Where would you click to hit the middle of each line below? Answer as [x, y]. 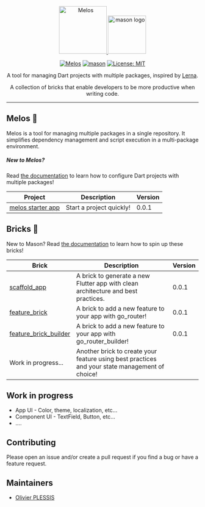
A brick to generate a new [113, 276]
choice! [87, 374]
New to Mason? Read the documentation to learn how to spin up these [95, 243]
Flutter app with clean [107, 283]
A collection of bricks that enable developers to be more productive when [103, 87]
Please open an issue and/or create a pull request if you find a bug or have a [102, 457]
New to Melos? [26, 160]
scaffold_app [28, 287]
